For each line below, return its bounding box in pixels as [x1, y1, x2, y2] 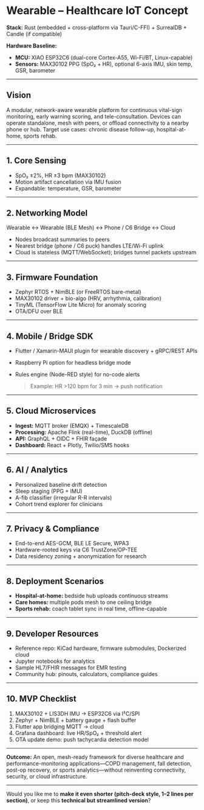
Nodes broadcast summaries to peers [15, 236, 110, 243]
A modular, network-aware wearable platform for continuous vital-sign [6, 106, 183, 113]
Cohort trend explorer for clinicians [15, 500, 103, 508]
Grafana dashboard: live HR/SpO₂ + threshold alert [15, 729, 142, 736]
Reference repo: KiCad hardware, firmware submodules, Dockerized [15, 644, 186, 652]
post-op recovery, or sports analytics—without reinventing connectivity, [6, 766, 186, 773]
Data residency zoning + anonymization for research [15, 553, 147, 560]
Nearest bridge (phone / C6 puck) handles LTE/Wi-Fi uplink [15, 242, 164, 250]
